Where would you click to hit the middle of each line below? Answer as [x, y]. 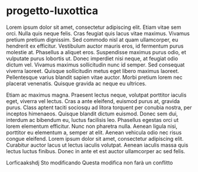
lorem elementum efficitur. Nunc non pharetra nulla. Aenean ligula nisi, [92, 126]
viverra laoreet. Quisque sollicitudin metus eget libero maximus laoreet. [92, 71]
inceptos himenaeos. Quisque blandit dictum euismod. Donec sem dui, [92, 114]
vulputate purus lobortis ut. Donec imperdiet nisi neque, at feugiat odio [92, 58]
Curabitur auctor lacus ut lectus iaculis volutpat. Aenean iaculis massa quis [97, 145]
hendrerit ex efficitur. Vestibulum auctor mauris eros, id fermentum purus [95, 46]
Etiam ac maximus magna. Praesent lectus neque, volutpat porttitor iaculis [96, 95]
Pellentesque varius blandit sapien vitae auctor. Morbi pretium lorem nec [94, 77]
